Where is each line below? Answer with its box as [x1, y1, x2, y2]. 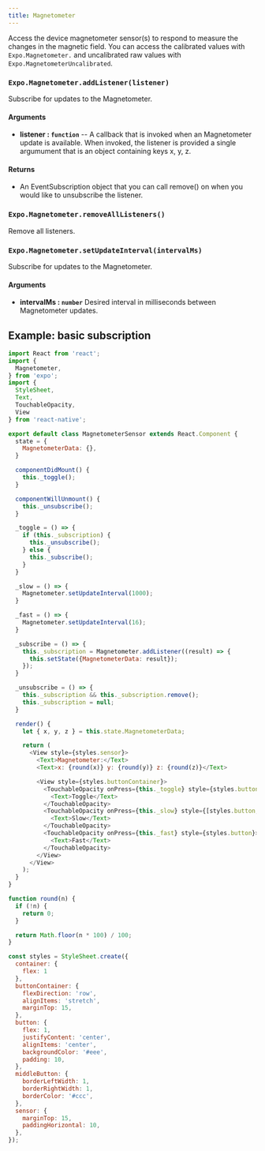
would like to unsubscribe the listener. [19, 190, 144, 200]
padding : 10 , [22, 1055, 65, 1063]
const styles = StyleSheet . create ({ [8, 953, 129, 961]
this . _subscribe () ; [28, 553, 93, 561]
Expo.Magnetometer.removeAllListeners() [8, 210, 166, 219]
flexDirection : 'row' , [22, 989, 97, 997]
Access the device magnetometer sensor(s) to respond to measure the [8, 33, 239, 43]
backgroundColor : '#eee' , [22, 1048, 108, 1056]
